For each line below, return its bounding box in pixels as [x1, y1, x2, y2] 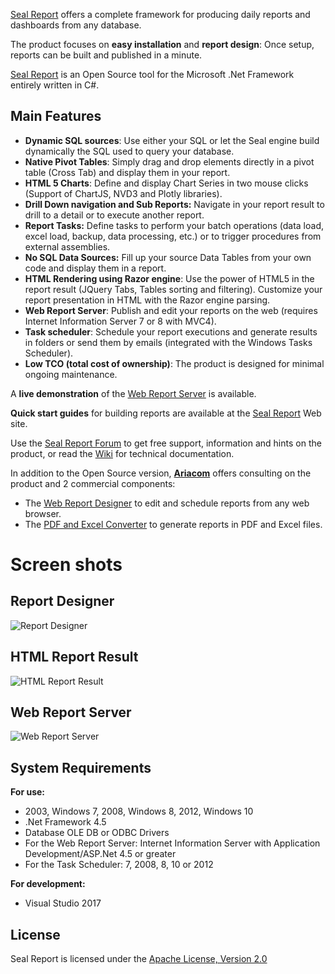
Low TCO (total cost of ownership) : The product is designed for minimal [24, 357, 325, 369]
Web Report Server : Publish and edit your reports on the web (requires [24, 304, 318, 316]
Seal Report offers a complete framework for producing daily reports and [10, 9, 311, 20]
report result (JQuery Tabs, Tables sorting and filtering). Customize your [24, 283, 323, 295]
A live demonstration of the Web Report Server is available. [10, 387, 257, 399]
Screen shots [10, 554, 123, 576]
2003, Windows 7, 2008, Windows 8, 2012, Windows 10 [24, 805, 254, 818]
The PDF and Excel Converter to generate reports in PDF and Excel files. [24, 518, 323, 530]
